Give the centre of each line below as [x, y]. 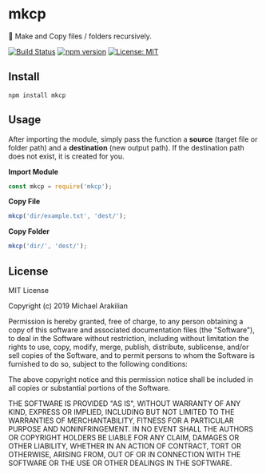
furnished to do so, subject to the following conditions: [98, 364]
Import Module [33, 171]
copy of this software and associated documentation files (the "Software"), [132, 330]
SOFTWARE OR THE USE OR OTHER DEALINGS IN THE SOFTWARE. [120, 463]
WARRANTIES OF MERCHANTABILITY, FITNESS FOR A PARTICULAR [121, 420]
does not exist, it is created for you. [67, 156]
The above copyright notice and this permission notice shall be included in [131, 380]
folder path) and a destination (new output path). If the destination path [127, 147]
